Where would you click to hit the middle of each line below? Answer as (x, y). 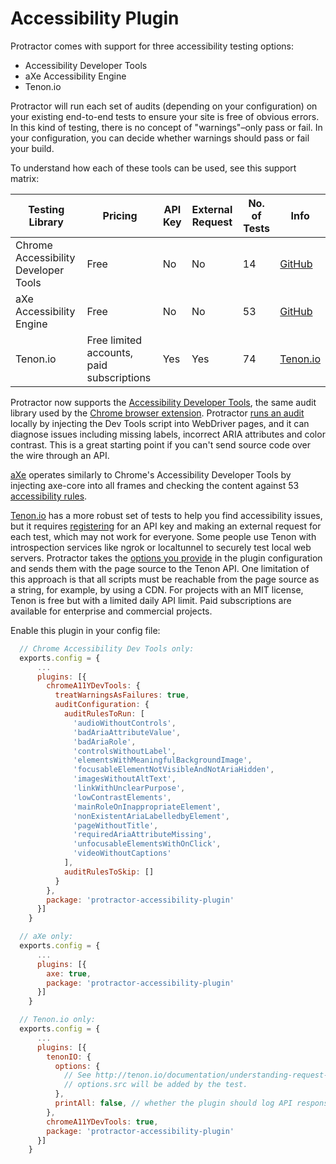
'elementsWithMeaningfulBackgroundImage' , (163, 760)
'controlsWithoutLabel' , (125, 751)
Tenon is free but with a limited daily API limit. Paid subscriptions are (151, 600)
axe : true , (69, 973)
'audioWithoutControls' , (125, 723)
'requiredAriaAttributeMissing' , (143, 835)
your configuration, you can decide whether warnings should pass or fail (160, 138)
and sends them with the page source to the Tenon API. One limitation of (160, 568)
